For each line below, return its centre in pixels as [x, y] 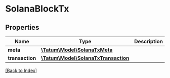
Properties [22, 27]
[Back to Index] [21, 70]
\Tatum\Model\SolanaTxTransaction [85, 58]
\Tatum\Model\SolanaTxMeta [77, 50]
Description [148, 42]
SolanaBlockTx [37, 9]
